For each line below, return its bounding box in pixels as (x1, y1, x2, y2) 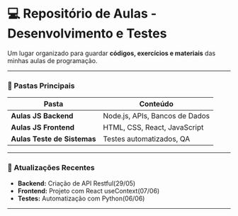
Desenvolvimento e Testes (7, 25, 167, 42)
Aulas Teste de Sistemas (11, 134, 97, 144)
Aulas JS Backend (11, 111, 74, 121)
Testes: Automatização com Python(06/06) (17, 194, 145, 203)
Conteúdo (139, 99, 174, 109)
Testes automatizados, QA (103, 134, 191, 144)
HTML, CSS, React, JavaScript (103, 123, 204, 132)
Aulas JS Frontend (11, 123, 75, 132)
